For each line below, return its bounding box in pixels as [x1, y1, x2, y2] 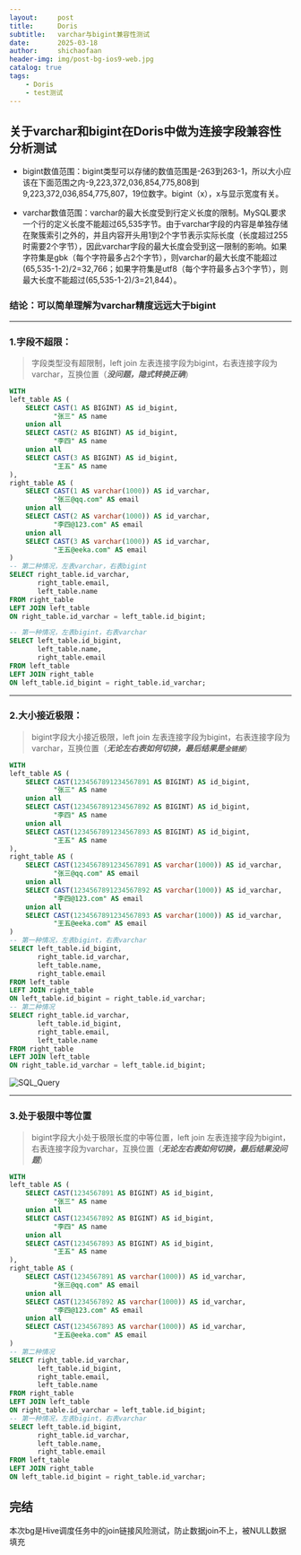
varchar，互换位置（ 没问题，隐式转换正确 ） [30, 369, 193, 380]
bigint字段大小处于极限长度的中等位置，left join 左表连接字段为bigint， [30, 1131, 291, 1142]
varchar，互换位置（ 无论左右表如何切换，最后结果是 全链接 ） [30, 742, 253, 754]
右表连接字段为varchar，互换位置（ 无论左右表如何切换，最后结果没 [30, 1143, 279, 1154]
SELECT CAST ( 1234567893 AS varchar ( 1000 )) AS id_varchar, [25, 1323, 246, 1332]
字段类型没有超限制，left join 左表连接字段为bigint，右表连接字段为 [30, 357, 278, 368]
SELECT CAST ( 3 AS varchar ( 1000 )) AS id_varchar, [25, 537, 211, 546]
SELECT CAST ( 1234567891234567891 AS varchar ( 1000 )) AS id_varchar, [25, 860, 282, 870]
